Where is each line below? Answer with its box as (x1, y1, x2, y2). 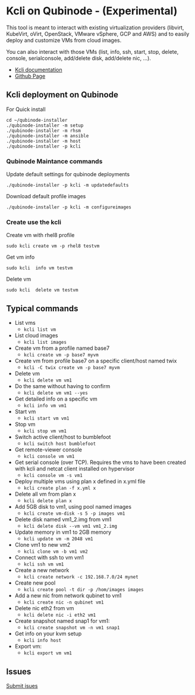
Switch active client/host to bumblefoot (14, 433, 111, 441)
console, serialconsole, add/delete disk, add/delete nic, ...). (6, 54, 152, 61)
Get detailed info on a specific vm (14, 395, 97, 402)
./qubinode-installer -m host (6, 138, 81, 144)
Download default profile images (6, 193, 86, 200)
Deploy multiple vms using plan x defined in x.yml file (14, 478, 146, 485)
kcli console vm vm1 (23, 454, 75, 460)
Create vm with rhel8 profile (6, 232, 75, 239)
